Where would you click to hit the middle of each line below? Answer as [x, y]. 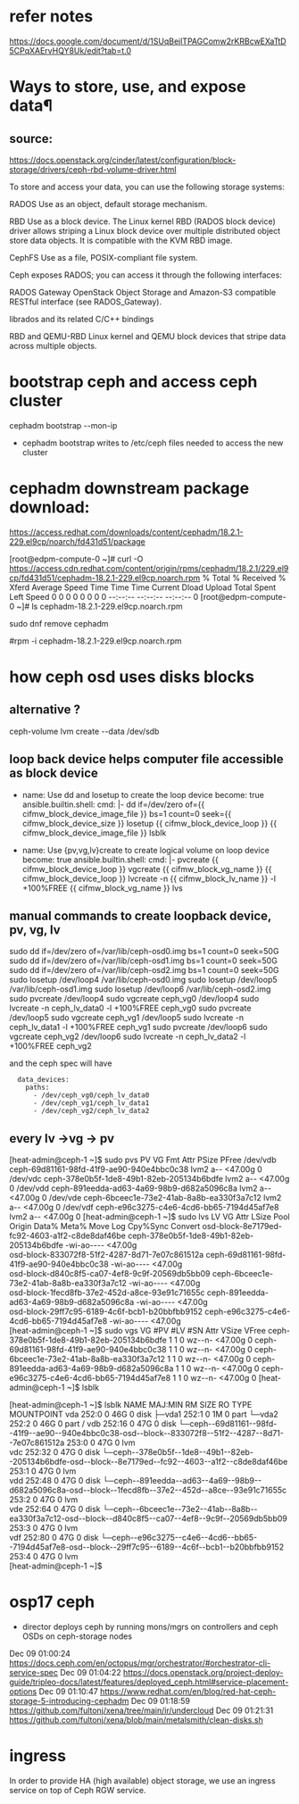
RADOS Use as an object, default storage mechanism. [108, 204]
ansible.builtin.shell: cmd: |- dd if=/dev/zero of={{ [113, 804]
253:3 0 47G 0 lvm [44, 1528]
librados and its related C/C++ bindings [82, 319]
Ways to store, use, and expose [128, 87]
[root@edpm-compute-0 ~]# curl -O [76, 559]
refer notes [51, 17]
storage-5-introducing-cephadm [69, 1701]
